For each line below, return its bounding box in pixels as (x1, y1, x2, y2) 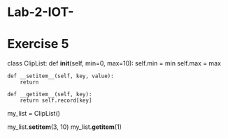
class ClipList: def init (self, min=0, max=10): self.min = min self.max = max (7, 59, 222, 68)
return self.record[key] (20, 97, 92, 105)
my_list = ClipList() (7, 109, 61, 118)
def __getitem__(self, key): (7, 91, 92, 98)
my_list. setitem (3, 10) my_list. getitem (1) (7, 123, 122, 131)
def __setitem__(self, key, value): (7, 72, 114, 80)
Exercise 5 (7, 36, 69, 52)
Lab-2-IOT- (7, 4, 74, 20)
